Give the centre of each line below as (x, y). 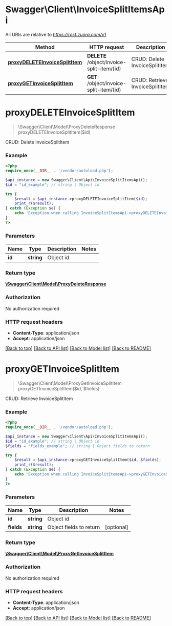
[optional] (117, 527)
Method (45, 47)
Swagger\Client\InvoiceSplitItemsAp (85, 9)
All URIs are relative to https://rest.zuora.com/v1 (56, 34)
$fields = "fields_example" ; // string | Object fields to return (78, 446)
